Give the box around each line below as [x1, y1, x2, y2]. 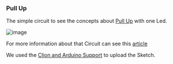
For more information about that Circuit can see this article [6, 40, 148, 48]
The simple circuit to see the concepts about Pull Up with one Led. [6, 18, 168, 25]
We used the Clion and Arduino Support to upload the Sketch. [6, 52, 156, 59]
